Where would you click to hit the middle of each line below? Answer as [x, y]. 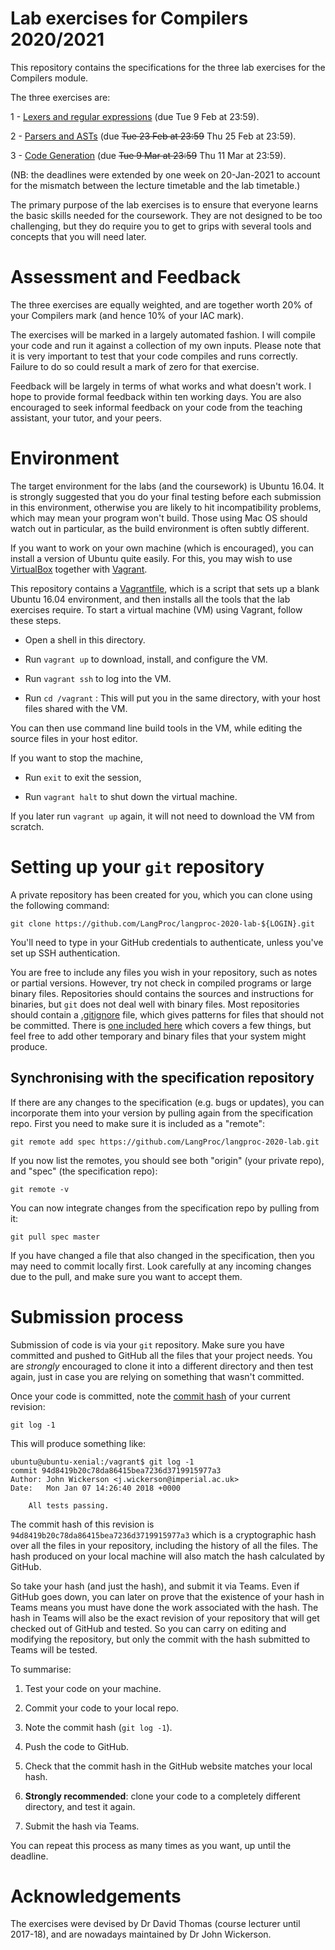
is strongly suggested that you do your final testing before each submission [166, 496]
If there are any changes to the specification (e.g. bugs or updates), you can [167, 1102]
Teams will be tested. [54, 1649]
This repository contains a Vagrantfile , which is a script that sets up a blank [165, 588]
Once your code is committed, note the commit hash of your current [150, 1396]
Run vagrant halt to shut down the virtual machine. [131, 796]
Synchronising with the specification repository [162, 1078]
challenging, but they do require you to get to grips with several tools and [161, 226]
